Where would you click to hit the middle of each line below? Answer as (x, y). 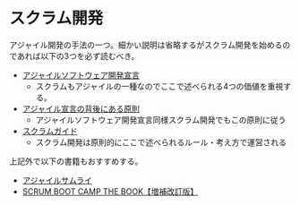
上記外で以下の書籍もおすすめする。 (76, 161)
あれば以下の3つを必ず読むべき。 (78, 56)
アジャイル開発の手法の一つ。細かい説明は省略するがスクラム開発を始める (146, 45)
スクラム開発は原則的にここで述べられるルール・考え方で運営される (161, 142)
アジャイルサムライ (57, 180)
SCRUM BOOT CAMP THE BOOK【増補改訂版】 (110, 191)
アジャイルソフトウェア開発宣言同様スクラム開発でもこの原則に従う (161, 120)
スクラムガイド (50, 131)
